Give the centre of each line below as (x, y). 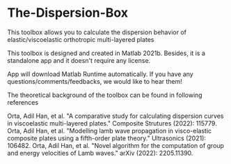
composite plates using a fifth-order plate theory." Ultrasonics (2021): (107, 138)
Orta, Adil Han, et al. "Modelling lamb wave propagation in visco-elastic (110, 131)
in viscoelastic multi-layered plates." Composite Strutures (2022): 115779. (112, 123)
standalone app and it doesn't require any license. (79, 60)
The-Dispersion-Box (68, 13)
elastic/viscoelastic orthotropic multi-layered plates (81, 39)
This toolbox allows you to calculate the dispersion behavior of (97, 32)
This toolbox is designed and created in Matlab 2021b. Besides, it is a (106, 53)
